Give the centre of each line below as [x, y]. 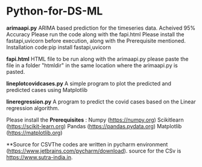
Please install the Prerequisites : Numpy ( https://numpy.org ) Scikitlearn [95, 120]
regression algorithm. [33, 108]
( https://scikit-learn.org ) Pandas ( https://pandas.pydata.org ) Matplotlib [94, 126]
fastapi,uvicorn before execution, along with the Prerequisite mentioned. [96, 41]
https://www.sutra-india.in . [39, 157]
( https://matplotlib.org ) [34, 133]
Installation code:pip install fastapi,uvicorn [59, 47]
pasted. [16, 71]
